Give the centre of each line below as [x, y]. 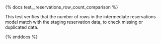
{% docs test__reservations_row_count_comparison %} [62, 7]
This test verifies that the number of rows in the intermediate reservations [80, 17]
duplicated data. [22, 27]
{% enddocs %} [22, 37]
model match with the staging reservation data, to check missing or [74, 22]
